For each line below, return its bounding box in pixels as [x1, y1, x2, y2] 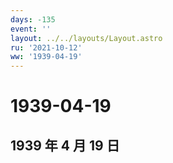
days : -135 [10, 14, 56, 25]
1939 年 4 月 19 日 [10, 137, 120, 154]
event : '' [10, 24, 52, 34]
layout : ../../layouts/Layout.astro [10, 33, 163, 43]
